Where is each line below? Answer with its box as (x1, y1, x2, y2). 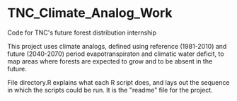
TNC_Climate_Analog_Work (7, 5, 173, 21)
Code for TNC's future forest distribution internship (7, 28, 157, 37)
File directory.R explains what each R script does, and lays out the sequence (7, 78, 230, 86)
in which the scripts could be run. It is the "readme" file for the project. (7, 85, 214, 94)
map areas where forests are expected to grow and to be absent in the (7, 57, 213, 65)
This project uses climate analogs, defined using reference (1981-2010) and (7, 42, 227, 50)
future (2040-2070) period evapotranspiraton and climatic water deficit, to (7, 49, 224, 58)
